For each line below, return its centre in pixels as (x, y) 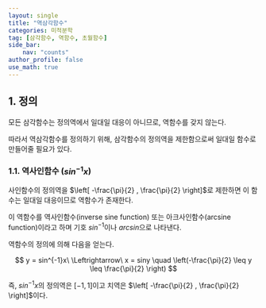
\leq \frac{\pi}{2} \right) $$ (133, 268)
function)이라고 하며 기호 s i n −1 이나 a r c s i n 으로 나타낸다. (95, 227)
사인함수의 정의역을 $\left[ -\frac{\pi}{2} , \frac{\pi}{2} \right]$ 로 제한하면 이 (129, 191)
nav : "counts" (46, 52)
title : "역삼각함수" (38, 23)
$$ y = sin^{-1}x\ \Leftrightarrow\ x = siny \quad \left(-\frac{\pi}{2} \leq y (133, 260)
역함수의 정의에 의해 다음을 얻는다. (61, 244)
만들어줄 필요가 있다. (40, 148)
